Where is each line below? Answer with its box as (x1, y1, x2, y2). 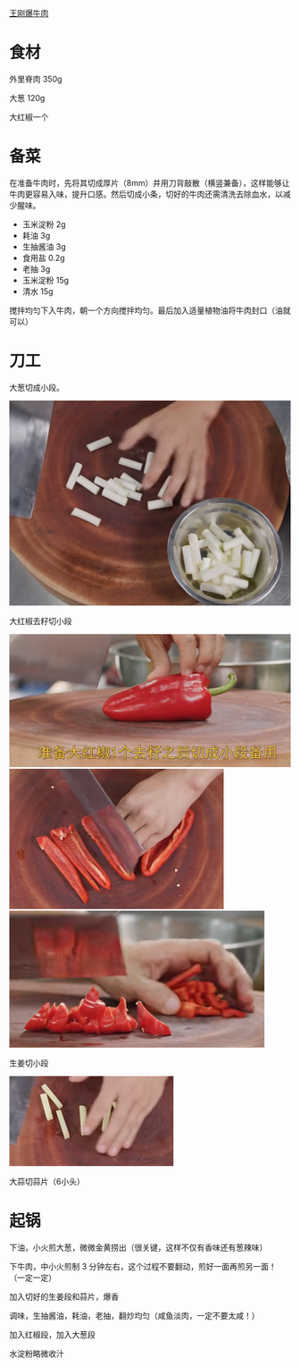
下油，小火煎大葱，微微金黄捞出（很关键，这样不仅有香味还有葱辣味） (9, 1242, 268, 1253)
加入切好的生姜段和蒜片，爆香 (9, 1291, 119, 1303)
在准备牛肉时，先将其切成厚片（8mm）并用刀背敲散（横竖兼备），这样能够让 (9, 177, 290, 188)
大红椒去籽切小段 (9, 616, 72, 627)
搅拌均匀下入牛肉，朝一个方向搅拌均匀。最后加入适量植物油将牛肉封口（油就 (9, 305, 291, 316)
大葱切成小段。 (9, 382, 64, 392)
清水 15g (21, 285, 54, 297)
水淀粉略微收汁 (9, 1348, 64, 1359)
